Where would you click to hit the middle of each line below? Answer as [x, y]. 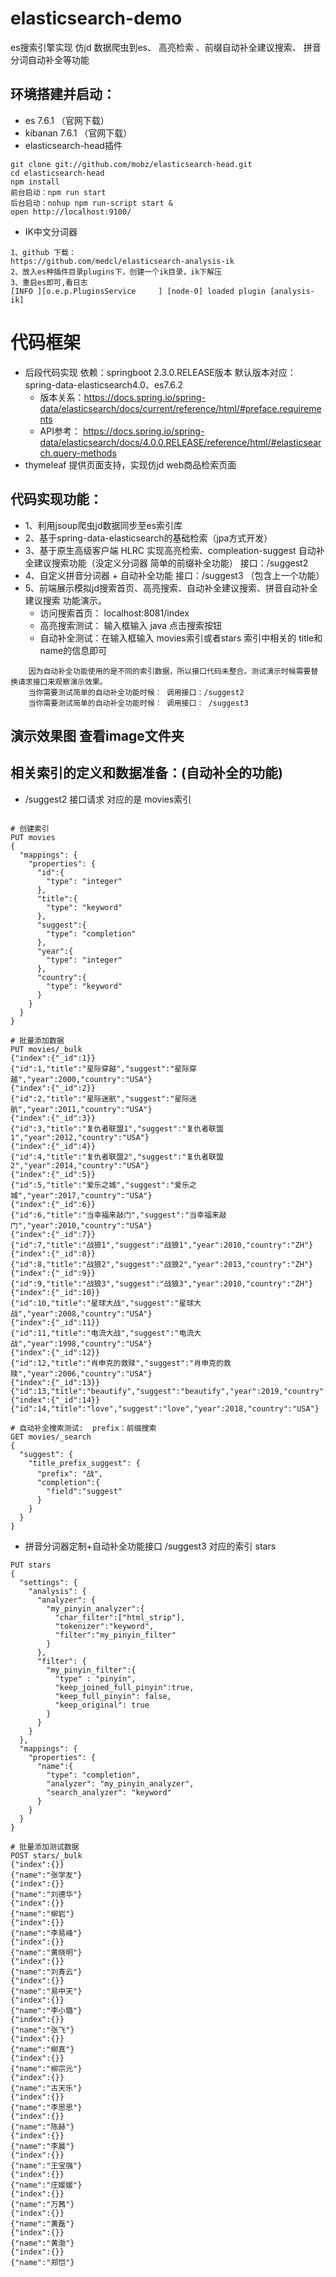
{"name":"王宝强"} [46, 2165]
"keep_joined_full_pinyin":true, [124, 1687]
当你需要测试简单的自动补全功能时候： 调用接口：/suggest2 [136, 692]
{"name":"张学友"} [46, 1875]
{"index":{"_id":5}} [53, 1174]
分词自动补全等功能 [50, 59]
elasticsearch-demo [96, 18]
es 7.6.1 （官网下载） [67, 120]
